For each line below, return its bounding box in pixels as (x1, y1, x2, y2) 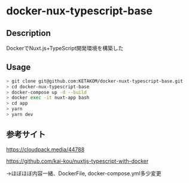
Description (6, 28, 51, 38)
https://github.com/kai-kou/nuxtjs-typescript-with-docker (6, 157, 149, 164)
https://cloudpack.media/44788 (6, 145, 85, 153)
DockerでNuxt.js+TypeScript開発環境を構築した (6, 45, 124, 51)
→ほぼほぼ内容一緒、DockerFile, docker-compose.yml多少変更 (6, 169, 161, 177)
